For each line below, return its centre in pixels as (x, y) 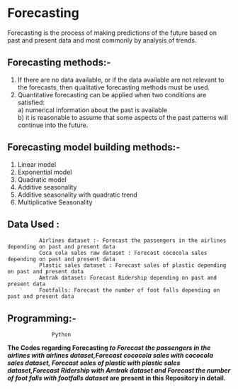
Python (62, 335)
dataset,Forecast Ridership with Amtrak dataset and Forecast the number (119, 371)
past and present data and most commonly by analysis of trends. (102, 40)
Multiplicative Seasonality (55, 202)
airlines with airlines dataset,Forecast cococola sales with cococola (110, 356)
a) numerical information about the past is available (92, 110)
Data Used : (34, 224)
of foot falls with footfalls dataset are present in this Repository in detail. (117, 378)
